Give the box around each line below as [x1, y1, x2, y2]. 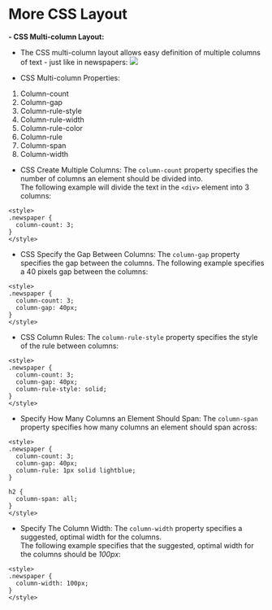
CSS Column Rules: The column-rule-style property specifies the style [19, 332, 258, 342]
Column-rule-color [19, 123, 84, 133]
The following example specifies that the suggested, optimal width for [19, 540, 254, 550]
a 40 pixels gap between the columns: [19, 266, 149, 277]
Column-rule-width [19, 115, 85, 124]
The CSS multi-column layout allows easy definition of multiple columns [19, 47, 261, 57]
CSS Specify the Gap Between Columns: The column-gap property [19, 249, 240, 259]
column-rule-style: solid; [15, 385, 107, 393]
